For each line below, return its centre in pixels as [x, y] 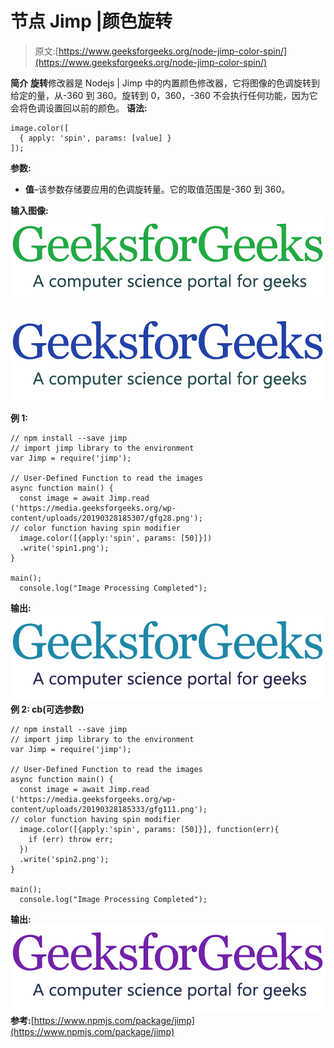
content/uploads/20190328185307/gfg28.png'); [106, 518]
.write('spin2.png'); [64, 860]
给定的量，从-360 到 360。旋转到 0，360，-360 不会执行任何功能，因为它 [164, 95]
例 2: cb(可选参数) [47, 709]
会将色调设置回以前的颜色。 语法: [79, 108]
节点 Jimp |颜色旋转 [91, 21]
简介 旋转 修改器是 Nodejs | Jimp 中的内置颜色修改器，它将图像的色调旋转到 [165, 83]
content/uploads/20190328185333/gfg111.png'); [109, 810]
